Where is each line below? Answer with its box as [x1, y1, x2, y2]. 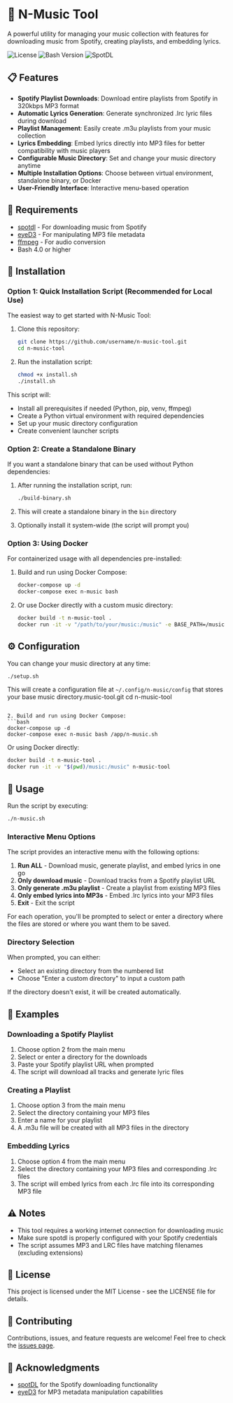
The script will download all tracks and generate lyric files [17, 1068, 184, 1076]
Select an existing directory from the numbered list [17, 967, 164, 975]
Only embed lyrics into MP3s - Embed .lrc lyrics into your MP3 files [17, 892, 213, 900]
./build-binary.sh [17, 495, 71, 502]
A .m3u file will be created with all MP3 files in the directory [17, 1123, 189, 1132]
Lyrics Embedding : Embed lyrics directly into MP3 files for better [17, 138, 205, 147]
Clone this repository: [17, 325, 80, 333]
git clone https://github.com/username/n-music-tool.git [17, 339, 188, 346]
